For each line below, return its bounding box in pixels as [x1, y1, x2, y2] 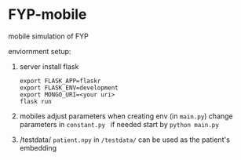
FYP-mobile [8, 5, 87, 24]
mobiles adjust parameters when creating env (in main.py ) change [19, 111, 233, 121]
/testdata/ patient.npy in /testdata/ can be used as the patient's [19, 135, 230, 144]
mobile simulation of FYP [8, 31, 89, 41]
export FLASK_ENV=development [19, 84, 119, 92]
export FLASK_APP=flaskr [19, 77, 101, 85]
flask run [19, 97, 53, 105]
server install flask [19, 61, 79, 71]
